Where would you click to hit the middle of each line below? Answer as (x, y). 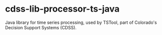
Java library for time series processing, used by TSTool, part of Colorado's (81, 22)
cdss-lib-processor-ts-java (62, 9)
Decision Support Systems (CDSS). (41, 27)
